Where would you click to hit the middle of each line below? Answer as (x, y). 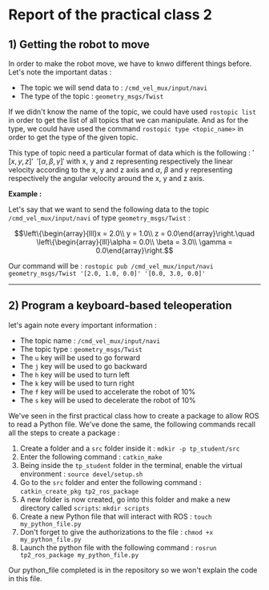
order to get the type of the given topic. (73, 137)
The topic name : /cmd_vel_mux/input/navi (90, 340)
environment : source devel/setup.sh (81, 474)
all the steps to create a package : (64, 432)
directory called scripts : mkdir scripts (84, 507)
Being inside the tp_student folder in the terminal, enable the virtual (131, 465)
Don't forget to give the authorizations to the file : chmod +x (116, 531)
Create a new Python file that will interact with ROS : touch (116, 516)
